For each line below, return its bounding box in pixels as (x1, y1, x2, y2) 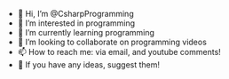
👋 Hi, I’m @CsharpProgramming (17, 9, 135, 19)
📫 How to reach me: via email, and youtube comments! (17, 47, 222, 57)
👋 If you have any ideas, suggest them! (17, 59, 161, 70)
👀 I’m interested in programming (17, 18, 136, 28)
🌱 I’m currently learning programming (17, 28, 155, 37)
